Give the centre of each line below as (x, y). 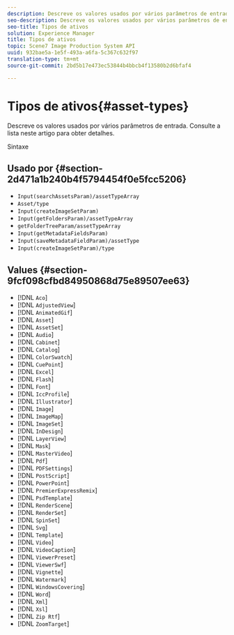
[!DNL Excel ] (36, 372)
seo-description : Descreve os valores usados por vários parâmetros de (113, 20)
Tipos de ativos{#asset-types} (98, 106)
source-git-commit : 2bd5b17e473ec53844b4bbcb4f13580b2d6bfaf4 (99, 66)
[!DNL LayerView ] (41, 439)
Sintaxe (18, 147)
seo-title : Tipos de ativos (48, 27)
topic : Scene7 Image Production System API (71, 46)
